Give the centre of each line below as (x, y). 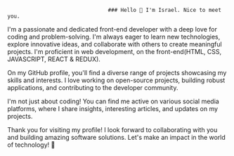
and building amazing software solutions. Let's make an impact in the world (117, 137)
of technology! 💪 (31, 145)
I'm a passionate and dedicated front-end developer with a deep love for (112, 29)
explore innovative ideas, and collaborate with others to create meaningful (115, 44)
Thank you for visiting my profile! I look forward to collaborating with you (112, 130)
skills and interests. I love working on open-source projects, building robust (116, 80)
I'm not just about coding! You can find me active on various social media (113, 101)
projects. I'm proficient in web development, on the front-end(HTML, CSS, (115, 52)
